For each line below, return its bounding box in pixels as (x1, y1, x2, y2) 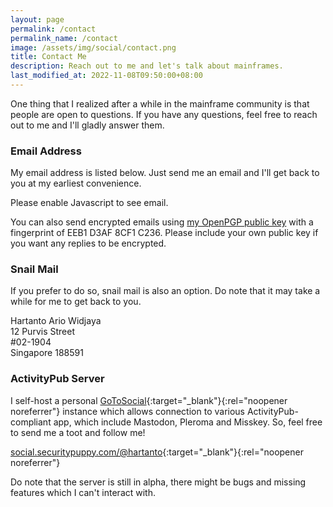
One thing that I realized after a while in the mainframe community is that (10, 97, 310, 110)
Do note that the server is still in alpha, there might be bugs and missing (10, 476, 307, 488)
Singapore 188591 (10, 347, 84, 359)
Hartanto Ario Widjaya (10, 315, 102, 327)
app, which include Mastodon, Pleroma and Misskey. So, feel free (53, 416, 323, 428)
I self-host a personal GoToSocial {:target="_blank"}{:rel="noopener (10, 394, 288, 406)
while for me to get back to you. (10, 296, 142, 308)
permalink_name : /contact (10, 33, 118, 43)
